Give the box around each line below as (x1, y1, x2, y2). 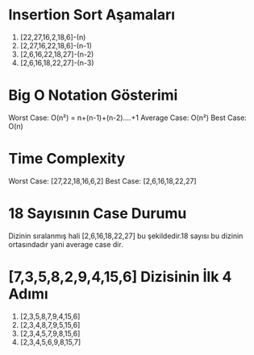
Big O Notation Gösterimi (8, 86, 178, 105)
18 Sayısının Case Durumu (8, 204, 187, 222)
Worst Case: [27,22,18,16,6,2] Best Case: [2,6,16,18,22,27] (8, 175, 197, 186)
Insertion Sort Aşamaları (8, 6, 176, 24)
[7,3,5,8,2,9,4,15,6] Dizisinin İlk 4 (8, 267, 232, 286)
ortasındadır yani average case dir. (8, 239, 123, 249)
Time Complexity (8, 150, 126, 168)
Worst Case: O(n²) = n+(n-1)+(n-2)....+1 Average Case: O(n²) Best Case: (8, 113, 248, 122)
